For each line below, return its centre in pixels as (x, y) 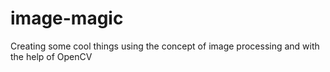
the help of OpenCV (51, 56)
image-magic (67, 18)
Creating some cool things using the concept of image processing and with (165, 46)
